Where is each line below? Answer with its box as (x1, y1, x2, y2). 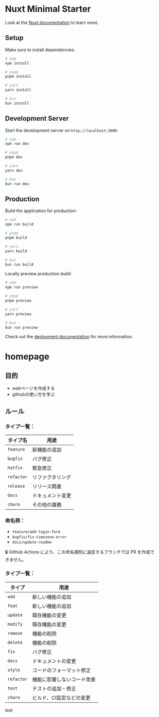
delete (7, 639, 23, 645)
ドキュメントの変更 (32, 657, 76, 664)
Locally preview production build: (5, 271, 72, 277)
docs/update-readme (12, 540, 52, 545)
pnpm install (5, 74, 32, 79)
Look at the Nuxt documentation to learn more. (5, 20, 99, 25)
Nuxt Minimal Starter (5, 3, 91, 15)
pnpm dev (5, 155, 23, 160)
